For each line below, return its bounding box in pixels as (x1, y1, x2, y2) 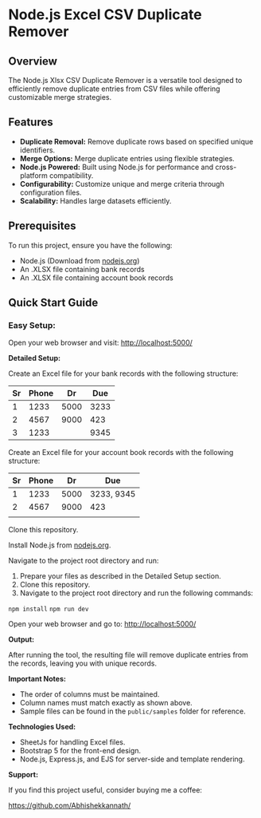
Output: (8, 634, 34, 644)
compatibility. (49, 170, 94, 180)
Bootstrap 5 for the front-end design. (19, 746, 142, 756)
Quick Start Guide (8, 296, 99, 310)
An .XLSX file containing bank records (19, 264, 145, 274)
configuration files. (19, 188, 82, 197)
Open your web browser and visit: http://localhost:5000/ (8, 338, 193, 348)
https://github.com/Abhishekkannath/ (8, 800, 131, 811)
